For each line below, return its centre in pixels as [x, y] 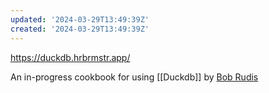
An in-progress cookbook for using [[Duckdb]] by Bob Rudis [134, 77]
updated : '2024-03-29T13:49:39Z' [80, 19]
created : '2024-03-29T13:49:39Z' [80, 29]
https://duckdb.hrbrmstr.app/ [70, 57]
